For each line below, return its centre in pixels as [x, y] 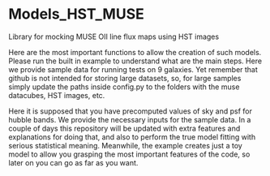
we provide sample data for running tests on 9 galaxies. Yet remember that [133, 69]
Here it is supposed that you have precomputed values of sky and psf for [131, 111]
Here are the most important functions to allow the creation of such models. [135, 52]
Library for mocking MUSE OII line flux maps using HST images [114, 36]
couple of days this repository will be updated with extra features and [124, 128]
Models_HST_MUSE [76, 14]
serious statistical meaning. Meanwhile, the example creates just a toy [126, 145]
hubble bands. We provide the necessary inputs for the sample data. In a [130, 119]
